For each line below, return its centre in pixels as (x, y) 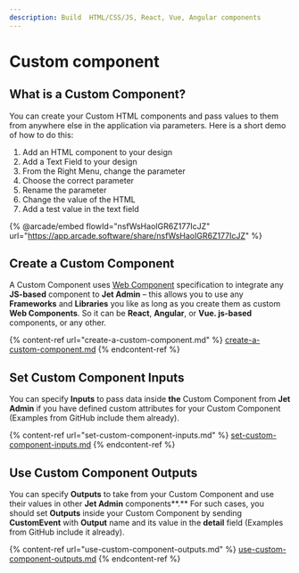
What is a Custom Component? (97, 94)
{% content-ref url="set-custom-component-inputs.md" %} (119, 435)
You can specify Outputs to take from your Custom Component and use (142, 495)
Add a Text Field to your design (79, 161)
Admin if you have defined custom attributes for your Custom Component (145, 409)
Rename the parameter (64, 190)
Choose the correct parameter (78, 180)
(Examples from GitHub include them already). (95, 418)
